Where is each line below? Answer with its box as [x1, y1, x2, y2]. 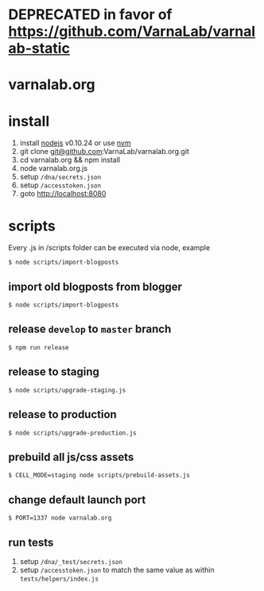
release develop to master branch [8, 323, 172, 336]
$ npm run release [8, 343, 69, 351]
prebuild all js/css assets [8, 450, 134, 464]
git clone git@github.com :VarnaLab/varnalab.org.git [19, 147, 189, 156]
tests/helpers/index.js [19, 574, 99, 583]
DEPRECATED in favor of [8, 6, 173, 24]
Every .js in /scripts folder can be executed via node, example [8, 243, 211, 253]
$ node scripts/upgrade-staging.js [8, 386, 126, 394]
